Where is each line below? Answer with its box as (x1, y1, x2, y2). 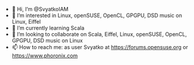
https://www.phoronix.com (11, 52, 78, 59)
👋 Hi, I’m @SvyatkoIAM (11, 6, 69, 12)
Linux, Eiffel (11, 18, 41, 25)
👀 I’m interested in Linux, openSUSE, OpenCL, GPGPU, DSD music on (11, 12, 183, 19)
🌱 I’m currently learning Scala (11, 24, 85, 31)
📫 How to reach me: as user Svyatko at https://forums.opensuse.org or (11, 44, 188, 50)
